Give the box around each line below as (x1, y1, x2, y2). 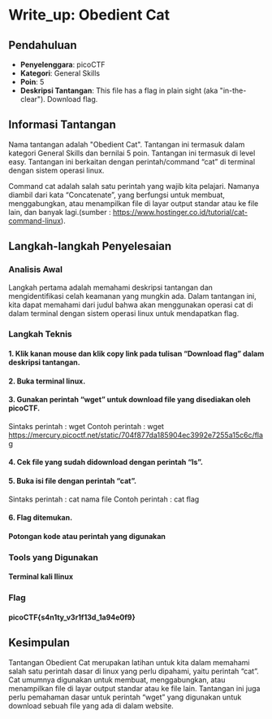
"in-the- (219, 85, 247, 95)
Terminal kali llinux (8, 572, 74, 581)
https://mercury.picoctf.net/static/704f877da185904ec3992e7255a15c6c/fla (8, 430, 264, 440)
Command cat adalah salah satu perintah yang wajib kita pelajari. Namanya (8, 181, 260, 191)
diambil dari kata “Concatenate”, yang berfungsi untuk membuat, (8, 190, 226, 199)
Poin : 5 (19, 77, 45, 86)
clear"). (19, 94, 46, 103)
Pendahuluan (8, 38, 77, 52)
